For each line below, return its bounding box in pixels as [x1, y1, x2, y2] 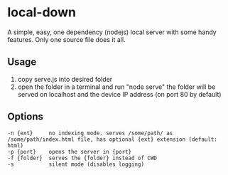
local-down [7, 4, 77, 21]
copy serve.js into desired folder [17, 75, 113, 83]
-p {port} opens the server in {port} [7, 148, 132, 155]
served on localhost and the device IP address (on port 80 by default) [17, 90, 222, 98]
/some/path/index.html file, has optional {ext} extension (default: [7, 136, 218, 143]
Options [7, 111, 44, 123]
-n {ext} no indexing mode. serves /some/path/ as [7, 129, 173, 137]
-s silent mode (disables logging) [7, 161, 144, 168]
